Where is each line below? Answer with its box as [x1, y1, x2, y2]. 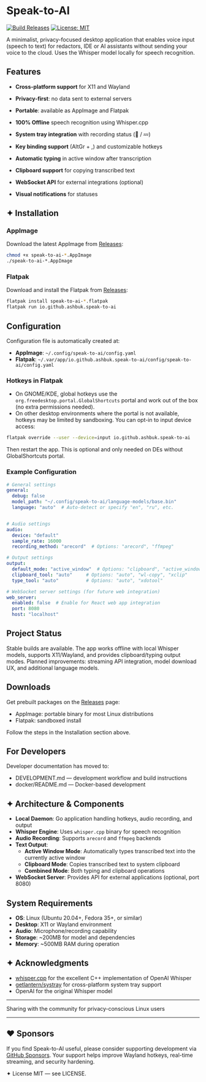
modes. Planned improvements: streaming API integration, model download [6, 658, 197, 665]
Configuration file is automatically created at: [6, 337, 120, 345]
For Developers [6, 746, 66, 757]
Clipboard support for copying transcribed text [15, 166, 135, 174]
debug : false [12, 493, 45, 499]
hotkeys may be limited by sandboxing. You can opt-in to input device [15, 416, 192, 424]
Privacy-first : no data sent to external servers [15, 94, 132, 102]
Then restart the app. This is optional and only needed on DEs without [6, 446, 183, 453]
